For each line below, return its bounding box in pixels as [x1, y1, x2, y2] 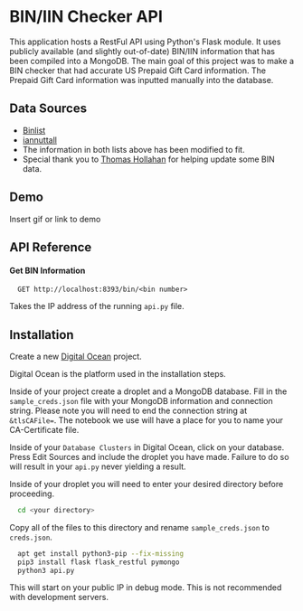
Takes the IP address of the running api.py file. [9, 301, 185, 312]
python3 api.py [17, 566, 75, 575]
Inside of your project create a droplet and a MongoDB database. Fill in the [9, 386, 288, 397]
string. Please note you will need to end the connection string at [9, 405, 248, 416]
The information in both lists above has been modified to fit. [22, 144, 246, 155]
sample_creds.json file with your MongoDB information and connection [9, 395, 273, 406]
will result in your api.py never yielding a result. [9, 461, 187, 472]
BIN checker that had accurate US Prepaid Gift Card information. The [9, 65, 267, 76]
